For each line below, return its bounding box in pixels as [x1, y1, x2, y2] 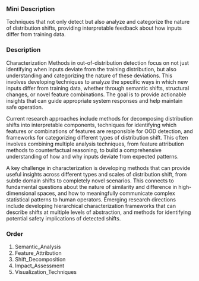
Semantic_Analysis [14, 243, 61, 250]
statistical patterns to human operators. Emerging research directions [6, 195, 176, 203]
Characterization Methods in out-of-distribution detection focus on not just [6, 59, 189, 67]
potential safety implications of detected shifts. [6, 214, 121, 222]
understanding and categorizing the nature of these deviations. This [6, 72, 173, 79]
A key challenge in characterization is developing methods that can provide [6, 164, 191, 171]
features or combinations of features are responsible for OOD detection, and [6, 127, 193, 135]
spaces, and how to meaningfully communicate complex [37, 190, 175, 197]
